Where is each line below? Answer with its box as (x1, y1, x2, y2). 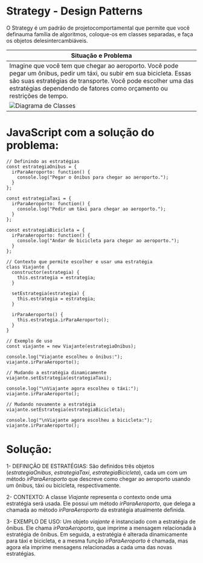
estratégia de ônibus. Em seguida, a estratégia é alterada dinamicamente (6, 530, 188, 538)
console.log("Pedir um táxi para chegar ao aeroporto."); (17, 206, 166, 212)
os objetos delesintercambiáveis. (6, 37, 88, 44)
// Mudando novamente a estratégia (6, 401, 96, 407)
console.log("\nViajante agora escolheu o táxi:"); (6, 385, 139, 392)
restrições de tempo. (9, 92, 68, 100)
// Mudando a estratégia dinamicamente (6, 369, 107, 375)
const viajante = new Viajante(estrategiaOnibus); (6, 343, 137, 349)
